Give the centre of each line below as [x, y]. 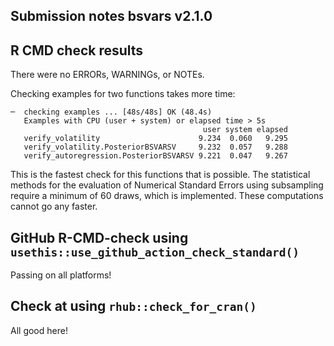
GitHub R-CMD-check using [99, 237]
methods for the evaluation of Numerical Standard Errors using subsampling [167, 185]
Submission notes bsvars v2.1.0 [111, 16]
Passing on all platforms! [61, 275]
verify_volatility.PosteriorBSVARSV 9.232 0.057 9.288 [155, 147]
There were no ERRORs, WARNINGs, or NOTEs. [107, 75]
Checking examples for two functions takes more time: [123, 94]
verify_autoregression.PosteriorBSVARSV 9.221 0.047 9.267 [155, 156]
